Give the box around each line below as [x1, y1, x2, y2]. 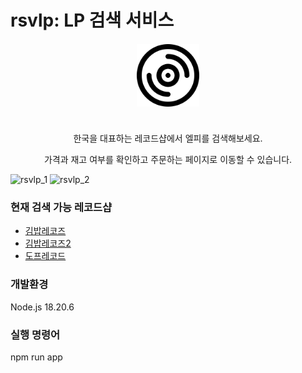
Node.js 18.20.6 [10, 301, 75, 313]
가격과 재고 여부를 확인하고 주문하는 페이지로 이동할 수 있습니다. [43, 154, 293, 166]
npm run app [10, 351, 63, 363]
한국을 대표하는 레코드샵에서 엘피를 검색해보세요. [73, 132, 263, 145]
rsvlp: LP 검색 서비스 [10, 9, 175, 32]
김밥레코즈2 [24, 237, 72, 250]
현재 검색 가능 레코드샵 [10, 201, 113, 215]
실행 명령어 [10, 327, 61, 341]
